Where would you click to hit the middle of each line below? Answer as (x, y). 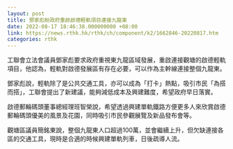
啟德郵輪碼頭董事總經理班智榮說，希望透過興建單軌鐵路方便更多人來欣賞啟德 (116, 107)
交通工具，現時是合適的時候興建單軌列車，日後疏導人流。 (101, 139)
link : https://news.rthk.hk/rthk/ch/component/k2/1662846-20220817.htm (113, 33)
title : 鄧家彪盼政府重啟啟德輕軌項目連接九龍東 (67, 20)
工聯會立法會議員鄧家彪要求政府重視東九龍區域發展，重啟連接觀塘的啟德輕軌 (116, 60)
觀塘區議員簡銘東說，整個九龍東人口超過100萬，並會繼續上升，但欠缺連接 (113, 130)
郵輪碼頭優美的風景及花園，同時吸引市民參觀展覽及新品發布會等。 (101, 116)
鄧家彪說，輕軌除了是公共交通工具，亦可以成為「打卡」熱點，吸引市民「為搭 (116, 83)
